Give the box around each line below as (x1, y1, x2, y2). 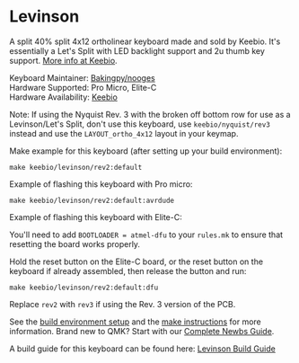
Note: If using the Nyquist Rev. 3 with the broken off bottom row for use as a (9, 109, 291, 120)
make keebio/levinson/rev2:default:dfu (9, 283, 159, 292)
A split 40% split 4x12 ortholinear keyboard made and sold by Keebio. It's (9, 36, 281, 47)
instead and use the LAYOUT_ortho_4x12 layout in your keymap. (9, 128, 239, 138)
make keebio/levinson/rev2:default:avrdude (9, 196, 175, 205)
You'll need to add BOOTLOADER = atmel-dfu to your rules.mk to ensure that (9, 229, 284, 240)
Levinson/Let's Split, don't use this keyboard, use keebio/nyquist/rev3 (9, 119, 271, 129)
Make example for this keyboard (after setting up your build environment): (9, 146, 283, 156)
